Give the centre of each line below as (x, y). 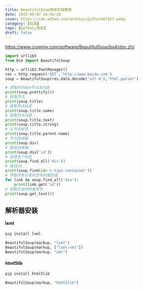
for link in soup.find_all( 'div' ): (42, 180)
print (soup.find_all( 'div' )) (35, 162)
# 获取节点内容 (19, 115)
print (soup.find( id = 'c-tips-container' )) (49, 171)
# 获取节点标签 (19, 106)
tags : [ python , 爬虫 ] (26, 28)
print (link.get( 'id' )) (37, 184)
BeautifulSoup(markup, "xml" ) (36, 252)
